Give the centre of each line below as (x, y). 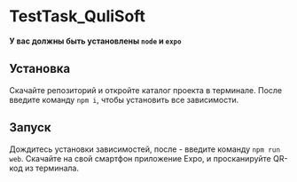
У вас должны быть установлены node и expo (95, 41)
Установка (40, 69)
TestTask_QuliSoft (78, 16)
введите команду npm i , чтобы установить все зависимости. (124, 99)
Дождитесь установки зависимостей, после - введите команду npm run (145, 149)
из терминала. (52, 168)
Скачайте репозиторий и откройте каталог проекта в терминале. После (145, 90)
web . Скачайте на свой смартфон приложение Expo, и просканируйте (141, 158)
